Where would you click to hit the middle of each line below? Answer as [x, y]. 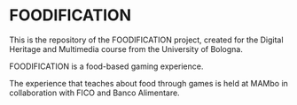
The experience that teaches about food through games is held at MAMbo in [148, 83]
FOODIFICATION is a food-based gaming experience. [106, 66]
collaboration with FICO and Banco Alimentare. [94, 93]
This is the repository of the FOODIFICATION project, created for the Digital [146, 40]
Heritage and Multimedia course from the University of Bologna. [126, 49]
